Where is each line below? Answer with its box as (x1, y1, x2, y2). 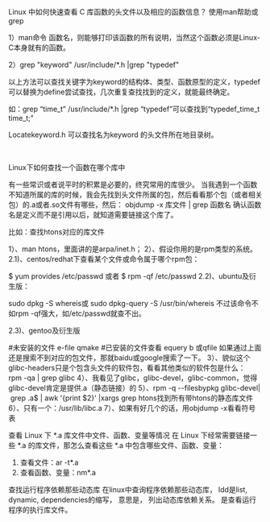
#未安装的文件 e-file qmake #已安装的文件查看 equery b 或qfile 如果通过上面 (8, 343, 262, 352)
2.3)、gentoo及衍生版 (8, 325, 81, 335)
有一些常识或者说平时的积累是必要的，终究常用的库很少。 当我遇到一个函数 (8, 180, 258, 189)
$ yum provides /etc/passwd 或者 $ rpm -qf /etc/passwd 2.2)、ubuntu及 (8, 271, 250, 280)
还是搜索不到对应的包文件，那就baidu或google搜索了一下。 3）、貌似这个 (8, 353, 251, 362)
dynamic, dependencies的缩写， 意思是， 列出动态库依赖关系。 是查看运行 (8, 495, 256, 504)
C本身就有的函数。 (8, 43, 71, 52)
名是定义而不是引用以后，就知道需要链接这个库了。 (8, 210, 178, 219)
